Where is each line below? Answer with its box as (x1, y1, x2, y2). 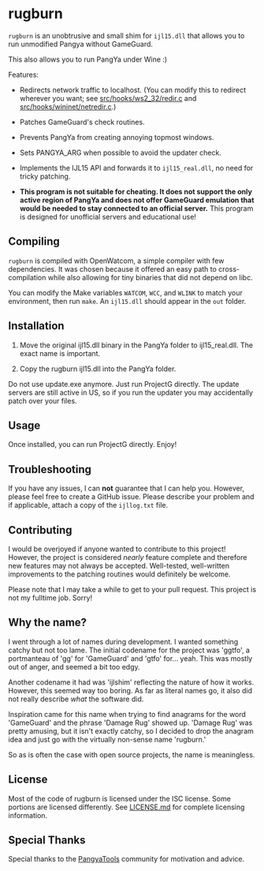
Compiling (8, 235, 61, 249)
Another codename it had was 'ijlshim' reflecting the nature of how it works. (8, 677, 255, 687)
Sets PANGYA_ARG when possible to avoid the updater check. (19, 148, 222, 157)
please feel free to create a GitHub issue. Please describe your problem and (8, 492, 255, 501)
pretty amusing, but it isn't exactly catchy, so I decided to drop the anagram (8, 726, 255, 735)
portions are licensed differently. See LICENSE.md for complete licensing (8, 802, 245, 812)
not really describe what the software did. (8, 694, 144, 704)
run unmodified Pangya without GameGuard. (8, 39, 154, 48)
